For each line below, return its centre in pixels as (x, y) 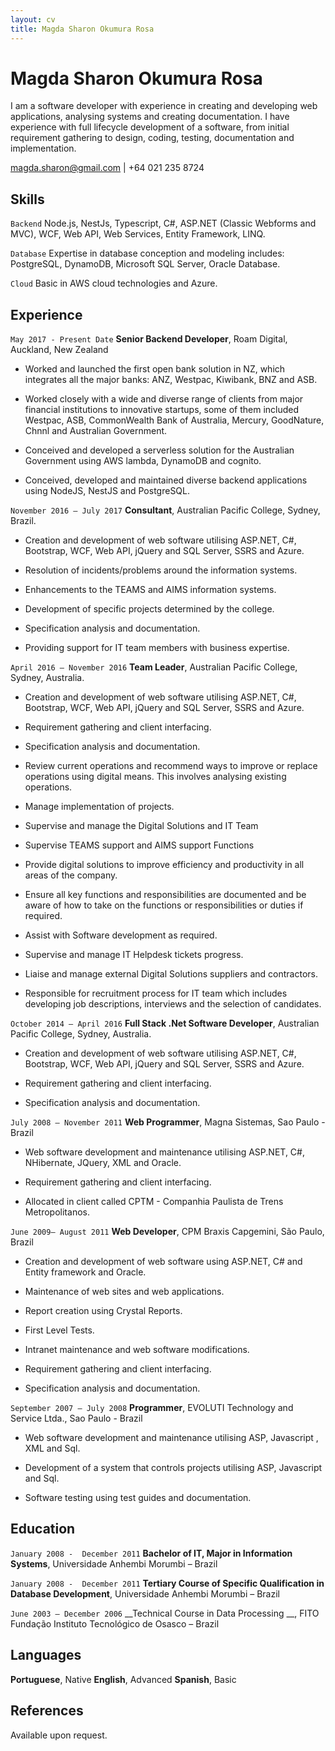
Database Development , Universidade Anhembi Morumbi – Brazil (145, 1593)
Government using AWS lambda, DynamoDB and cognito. (143, 461)
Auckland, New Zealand (59, 350)
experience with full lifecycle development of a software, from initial (150, 127)
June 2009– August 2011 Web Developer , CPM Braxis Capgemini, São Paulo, (167, 1232)
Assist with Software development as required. (121, 935)
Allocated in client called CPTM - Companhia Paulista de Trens (154, 1202)
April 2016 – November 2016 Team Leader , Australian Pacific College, (154, 667)
